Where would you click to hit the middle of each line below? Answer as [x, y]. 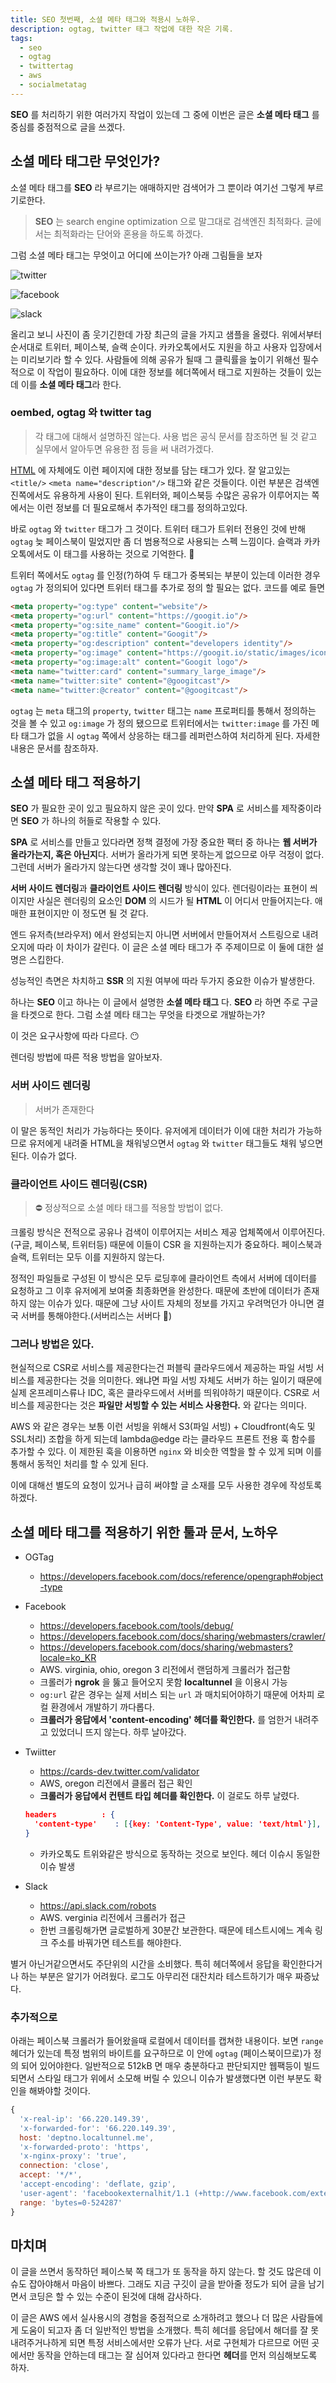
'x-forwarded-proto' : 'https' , [84, 2147]
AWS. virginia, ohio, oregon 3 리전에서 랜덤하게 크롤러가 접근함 [165, 1670]
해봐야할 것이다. [59, 2091]
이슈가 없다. [54, 1155]
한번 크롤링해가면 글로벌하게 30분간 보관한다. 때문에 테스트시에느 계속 [176, 1930]
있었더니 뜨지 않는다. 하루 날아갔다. [118, 1732]
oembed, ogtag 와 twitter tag [81, 413]
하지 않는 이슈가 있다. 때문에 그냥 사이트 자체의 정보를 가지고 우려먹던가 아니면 [162, 1303]
